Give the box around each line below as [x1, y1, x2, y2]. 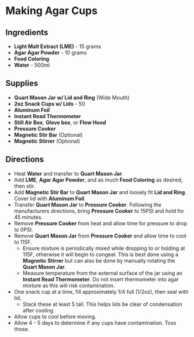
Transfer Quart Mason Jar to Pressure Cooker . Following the [13, 201, 162, 208]
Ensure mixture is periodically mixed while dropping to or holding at [22, 245, 185, 252]
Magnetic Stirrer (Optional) [13, 137, 80, 145]
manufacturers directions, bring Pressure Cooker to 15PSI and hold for [13, 207, 185, 214]
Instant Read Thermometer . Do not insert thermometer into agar [22, 276, 179, 283]
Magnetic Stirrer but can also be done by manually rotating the [22, 257, 175, 264]
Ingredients [5, 27, 49, 37]
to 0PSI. [13, 226, 33, 233]
